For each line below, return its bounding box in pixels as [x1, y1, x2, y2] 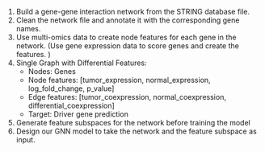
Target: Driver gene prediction [27, 109, 129, 119]
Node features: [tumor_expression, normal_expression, [27, 76, 212, 84]
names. [15, 24, 41, 33]
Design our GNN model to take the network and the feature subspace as [15, 126, 257, 136]
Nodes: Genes [27, 67, 77, 76]
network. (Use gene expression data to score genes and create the [15, 41, 240, 51]
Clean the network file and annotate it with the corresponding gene [15, 15, 240, 25]
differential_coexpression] [27, 101, 115, 110]
